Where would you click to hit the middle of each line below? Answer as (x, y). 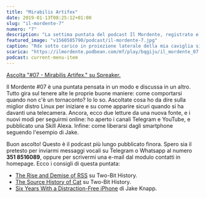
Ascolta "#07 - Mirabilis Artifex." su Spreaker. (63, 75)
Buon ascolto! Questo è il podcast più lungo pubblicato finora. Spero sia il (99, 144)
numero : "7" (21, 29)
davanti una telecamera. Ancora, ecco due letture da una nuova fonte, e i (98, 112)
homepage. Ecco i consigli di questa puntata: (63, 163)
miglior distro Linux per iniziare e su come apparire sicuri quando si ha (95, 106)
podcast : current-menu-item (42, 57)
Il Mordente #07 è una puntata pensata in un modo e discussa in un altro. (99, 87)
